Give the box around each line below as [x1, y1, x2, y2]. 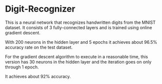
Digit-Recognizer [5, 3, 75, 15]
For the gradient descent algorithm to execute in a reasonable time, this [5, 53, 148, 59]
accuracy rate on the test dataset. [5, 44, 73, 50]
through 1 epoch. [5, 64, 39, 70]
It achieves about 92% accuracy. [5, 73, 71, 79]
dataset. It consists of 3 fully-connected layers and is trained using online [5, 24, 152, 30]
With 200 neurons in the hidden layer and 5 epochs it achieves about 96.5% [5, 39, 158, 45]
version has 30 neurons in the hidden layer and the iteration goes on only [5, 59, 152, 65]
